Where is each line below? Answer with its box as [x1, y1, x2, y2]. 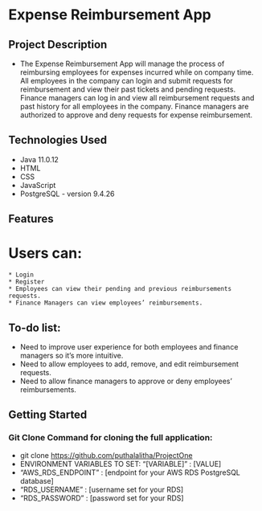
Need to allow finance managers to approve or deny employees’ [19, 376, 233, 386]
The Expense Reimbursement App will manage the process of [19, 59, 225, 68]
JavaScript [19, 180, 56, 190]
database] [19, 476, 54, 485]
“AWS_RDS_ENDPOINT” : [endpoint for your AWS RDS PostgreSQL [19, 468, 241, 477]
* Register [8, 278, 45, 286]
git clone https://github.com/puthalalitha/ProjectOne [19, 450, 193, 460]
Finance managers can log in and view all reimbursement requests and [19, 93, 255, 102]
